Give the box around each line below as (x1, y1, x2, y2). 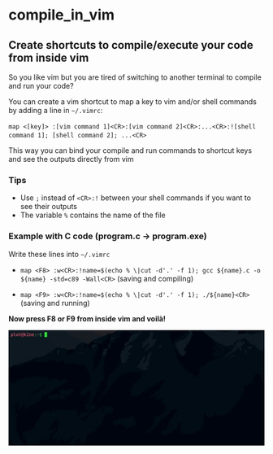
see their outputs (19, 202, 78, 212)
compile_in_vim (8, 6, 115, 24)
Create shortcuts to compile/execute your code (8, 38, 253, 52)
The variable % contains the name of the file (19, 210, 166, 220)
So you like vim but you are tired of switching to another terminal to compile (8, 72, 262, 82)
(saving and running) (19, 298, 91, 308)
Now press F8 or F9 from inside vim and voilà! (8, 313, 167, 323)
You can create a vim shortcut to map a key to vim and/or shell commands (8, 97, 258, 107)
